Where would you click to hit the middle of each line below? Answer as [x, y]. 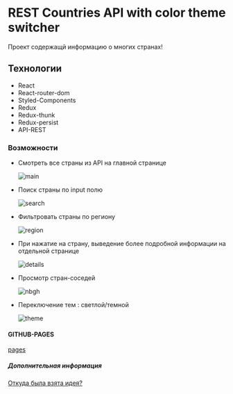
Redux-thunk [36, 115]
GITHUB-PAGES [31, 334]
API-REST [32, 129]
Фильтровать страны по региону [67, 217]
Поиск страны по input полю [60, 190]
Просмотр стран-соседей [57, 278]
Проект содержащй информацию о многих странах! [86, 47]
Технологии [35, 68]
